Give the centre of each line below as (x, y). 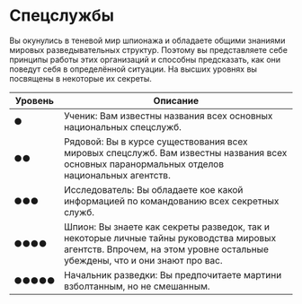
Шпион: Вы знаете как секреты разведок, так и (167, 227)
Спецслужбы (62, 16)
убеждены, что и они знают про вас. (143, 260)
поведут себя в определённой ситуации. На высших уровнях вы (133, 69)
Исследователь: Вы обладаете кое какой (154, 189)
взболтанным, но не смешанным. (137, 286)
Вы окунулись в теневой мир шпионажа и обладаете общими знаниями (147, 40)
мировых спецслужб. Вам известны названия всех (176, 152)
